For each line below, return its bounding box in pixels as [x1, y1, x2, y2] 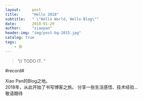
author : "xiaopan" [5, 26, 52, 31]
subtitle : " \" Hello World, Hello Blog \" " [5, 16, 99, 21]
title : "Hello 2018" [5, 12, 59, 17]
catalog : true [5, 35, 35, 40]
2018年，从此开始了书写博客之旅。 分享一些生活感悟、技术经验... [5, 84, 138, 90]
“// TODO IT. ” [17, 58, 46, 64]
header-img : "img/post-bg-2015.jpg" [5, 30, 81, 35]
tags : [5, 40, 16, 45]
